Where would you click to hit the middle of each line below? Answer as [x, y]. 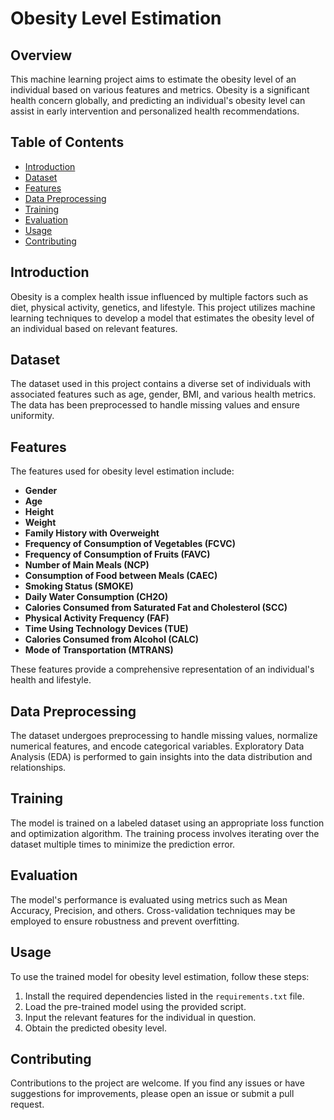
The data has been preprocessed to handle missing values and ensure [155, 405]
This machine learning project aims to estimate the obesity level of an [153, 79]
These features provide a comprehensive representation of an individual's [162, 669]
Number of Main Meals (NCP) [87, 565]
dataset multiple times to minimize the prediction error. [123, 844]
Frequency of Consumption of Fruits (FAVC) [117, 554]
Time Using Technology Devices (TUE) [106, 629]
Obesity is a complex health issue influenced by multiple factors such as [159, 296]
